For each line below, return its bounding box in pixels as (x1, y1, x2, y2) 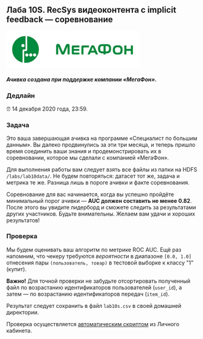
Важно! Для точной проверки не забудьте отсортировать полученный (6, 277, 191, 285)
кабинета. (6, 327, 32, 334)
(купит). (6, 265, 27, 272)
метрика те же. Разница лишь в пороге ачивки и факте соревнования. (6, 179, 190, 186)
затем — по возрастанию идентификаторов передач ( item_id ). (6, 290, 169, 297)
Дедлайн (6, 91, 35, 100)
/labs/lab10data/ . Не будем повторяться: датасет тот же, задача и (6, 172, 180, 180)
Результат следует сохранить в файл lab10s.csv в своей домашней (6, 302, 182, 309)
